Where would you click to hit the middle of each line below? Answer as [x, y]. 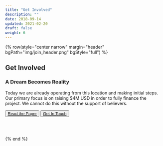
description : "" [22, 14]
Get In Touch [55, 113]
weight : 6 [15, 33]
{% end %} [17, 139]
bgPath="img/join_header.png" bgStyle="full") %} [57, 52]
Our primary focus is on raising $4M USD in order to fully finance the [76, 98]
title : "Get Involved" [29, 10]
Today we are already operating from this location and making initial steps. [82, 93]
